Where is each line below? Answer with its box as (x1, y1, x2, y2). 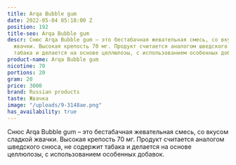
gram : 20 (7, 75, 33, 83)
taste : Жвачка (7, 95, 49, 103)
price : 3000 (7, 82, 42, 89)
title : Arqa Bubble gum (7, 10, 77, 18)
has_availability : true (7, 108, 77, 115)
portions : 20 (7, 69, 46, 76)
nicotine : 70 (7, 62, 46, 70)
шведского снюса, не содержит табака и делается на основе (7, 142, 192, 151)
